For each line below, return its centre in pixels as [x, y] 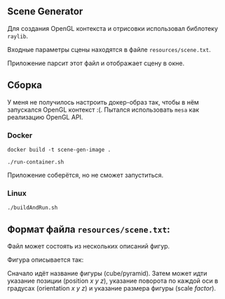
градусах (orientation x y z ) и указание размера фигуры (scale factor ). [111, 288]
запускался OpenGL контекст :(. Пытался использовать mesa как [103, 109]
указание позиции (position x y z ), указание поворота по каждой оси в [113, 281]
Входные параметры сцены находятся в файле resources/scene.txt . [109, 49]
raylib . [18, 36]
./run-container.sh [36, 162]
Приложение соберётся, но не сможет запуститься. [85, 175]
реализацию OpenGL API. [45, 117]
